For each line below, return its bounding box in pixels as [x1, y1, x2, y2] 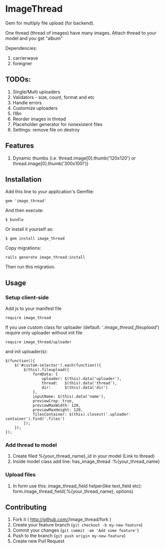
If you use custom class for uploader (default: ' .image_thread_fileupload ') [5, 324, 159, 330]
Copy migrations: [5, 245, 42, 251]
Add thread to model [5, 441, 57, 449]
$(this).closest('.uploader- [69, 412, 131, 417]
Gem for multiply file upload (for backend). [5, 20, 95, 26]
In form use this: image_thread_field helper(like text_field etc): [12, 483, 142, 489]
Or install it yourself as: [5, 226, 53, 232]
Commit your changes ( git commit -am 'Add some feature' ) [12, 527, 139, 533]
